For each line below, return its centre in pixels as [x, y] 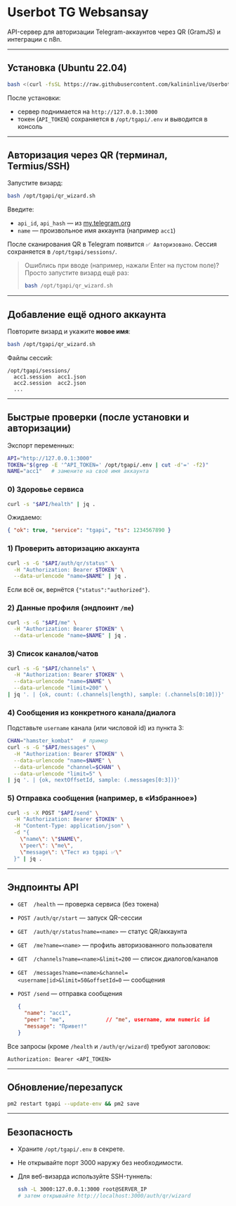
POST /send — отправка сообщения [70, 994]
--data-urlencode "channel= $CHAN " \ [67, 767]
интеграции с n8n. [34, 39]
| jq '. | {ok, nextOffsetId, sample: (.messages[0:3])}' [94, 780]
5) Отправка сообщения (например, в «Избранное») [102, 799]
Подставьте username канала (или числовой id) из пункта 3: [96, 728]
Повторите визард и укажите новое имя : [69, 331]
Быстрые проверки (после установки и [98, 418]
